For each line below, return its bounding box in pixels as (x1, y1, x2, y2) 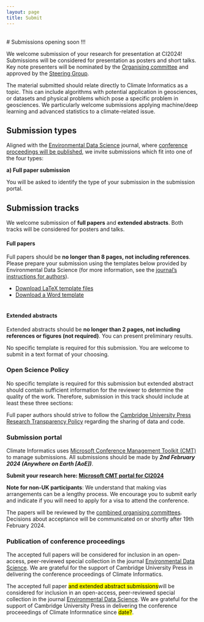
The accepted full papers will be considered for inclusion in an (6, 551, 164, 559)
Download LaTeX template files (15, 285, 94, 292)
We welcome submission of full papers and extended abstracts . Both (6, 219, 184, 227)
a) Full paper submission (6, 166, 70, 174)
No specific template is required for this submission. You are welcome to (6, 344, 190, 351)
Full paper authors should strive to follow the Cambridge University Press (6, 411, 191, 418)
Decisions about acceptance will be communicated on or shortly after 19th (6, 515, 194, 523)
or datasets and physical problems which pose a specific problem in (6, 95, 179, 102)
